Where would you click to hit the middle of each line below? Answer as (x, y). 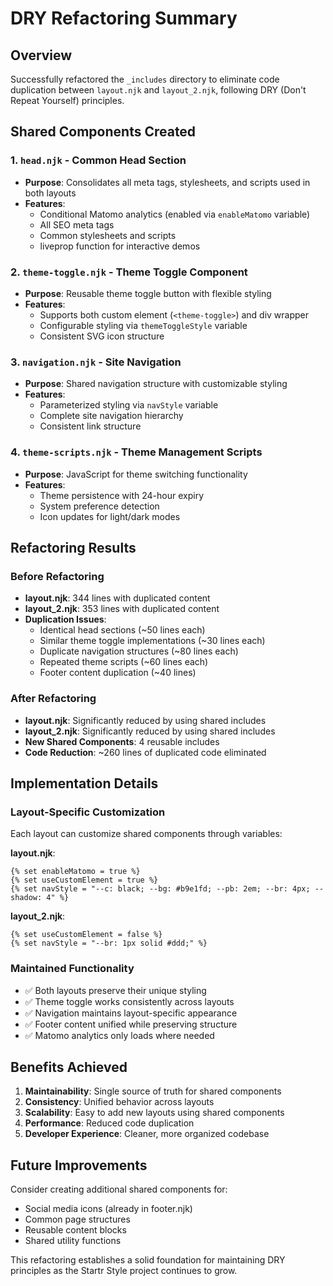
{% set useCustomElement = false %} (86, 935)
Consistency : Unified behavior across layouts (119, 1102)
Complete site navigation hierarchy (111, 416)
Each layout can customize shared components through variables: (146, 834)
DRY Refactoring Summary (124, 18)
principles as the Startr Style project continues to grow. (124, 1271)
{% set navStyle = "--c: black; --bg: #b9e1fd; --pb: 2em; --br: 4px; (160, 889)
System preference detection (99, 506)
